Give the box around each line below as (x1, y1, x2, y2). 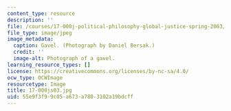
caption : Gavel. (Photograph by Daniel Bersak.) (13, 42, 155, 49)
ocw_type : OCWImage (7, 74, 63, 81)
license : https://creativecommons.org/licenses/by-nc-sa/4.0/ (7, 68, 189, 74)
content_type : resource (7, 10, 76, 17)
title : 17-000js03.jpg (7, 87, 72, 94)
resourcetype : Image (7, 81, 67, 88)
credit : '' (13, 49, 45, 56)
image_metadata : (7, 36, 54, 43)
